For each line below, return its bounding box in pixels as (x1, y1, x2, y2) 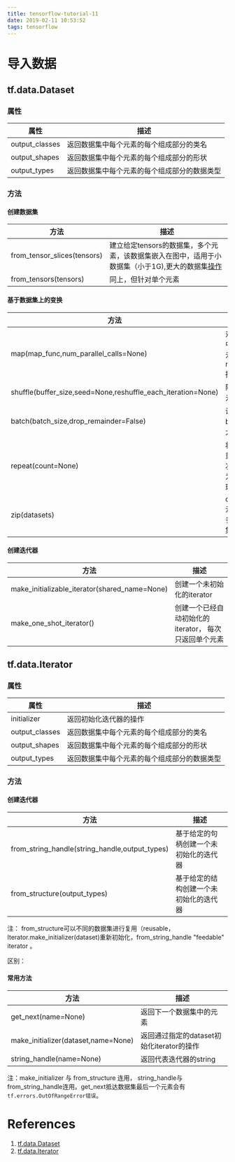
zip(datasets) (10, 510, 55, 520)
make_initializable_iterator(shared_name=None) (10, 583, 168, 593)
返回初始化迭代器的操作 (66, 715, 145, 724)
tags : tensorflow (7, 23, 58, 30)
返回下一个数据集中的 (141, 1007, 211, 1017)
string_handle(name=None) (10, 1053, 101, 1063)
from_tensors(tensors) (10, 274, 85, 284)
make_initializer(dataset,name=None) (10, 1035, 134, 1045)
